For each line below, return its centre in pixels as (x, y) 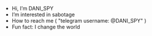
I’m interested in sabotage (43, 15)
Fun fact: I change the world (46, 27)
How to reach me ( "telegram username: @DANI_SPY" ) (79, 21)
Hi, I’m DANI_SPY (33, 8)
